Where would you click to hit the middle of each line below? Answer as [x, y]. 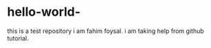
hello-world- [44, 12]
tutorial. [18, 38]
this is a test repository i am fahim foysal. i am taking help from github [105, 31]
